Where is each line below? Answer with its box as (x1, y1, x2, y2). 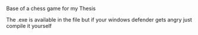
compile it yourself (6, 23, 52, 29)
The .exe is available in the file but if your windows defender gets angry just (6, 16, 193, 23)
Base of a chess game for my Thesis (6, 5, 96, 12)
